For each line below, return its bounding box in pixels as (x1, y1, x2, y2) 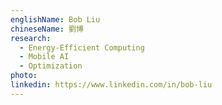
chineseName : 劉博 (10, 24, 84, 34)
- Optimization (19, 61, 83, 71)
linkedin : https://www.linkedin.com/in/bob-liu (10, 80, 213, 90)
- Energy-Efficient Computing (19, 42, 145, 53)
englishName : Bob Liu (10, 14, 101, 25)
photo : (10, 71, 38, 81)
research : (10, 33, 52, 43)
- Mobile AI (19, 52, 70, 62)
